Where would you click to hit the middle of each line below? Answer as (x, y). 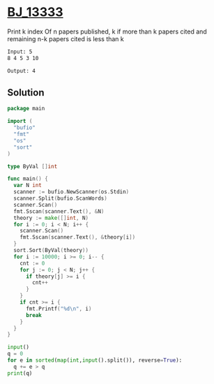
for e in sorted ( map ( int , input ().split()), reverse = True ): (95, 360)
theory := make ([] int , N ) (51, 218)
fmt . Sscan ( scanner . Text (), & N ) (59, 211)
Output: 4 (22, 71)
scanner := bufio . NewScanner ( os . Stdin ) (71, 192)
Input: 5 (20, 52)
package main (26, 109)
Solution (26, 93)
